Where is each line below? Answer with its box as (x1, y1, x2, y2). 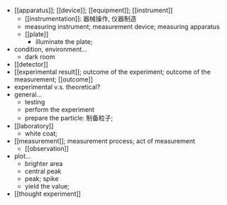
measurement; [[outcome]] (13, 75, 94, 84)
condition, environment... (13, 45, 87, 53)
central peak (24, 167, 62, 175)
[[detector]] (13, 60, 48, 68)
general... (13, 90, 43, 99)
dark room (24, 52, 55, 61)
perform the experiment (24, 106, 94, 113)
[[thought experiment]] (13, 189, 82, 198)
